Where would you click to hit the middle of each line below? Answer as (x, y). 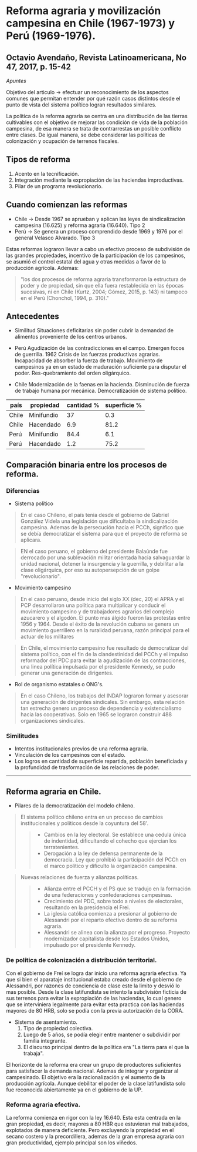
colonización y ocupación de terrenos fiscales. (62, 141)
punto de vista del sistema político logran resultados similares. (81, 105)
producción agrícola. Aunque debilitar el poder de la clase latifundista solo (96, 1083)
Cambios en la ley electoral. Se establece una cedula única (115, 835)
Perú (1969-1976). (51, 36)
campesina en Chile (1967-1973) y (90, 23)
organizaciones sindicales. (52, 721)
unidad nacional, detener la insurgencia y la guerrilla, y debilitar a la (102, 564)
